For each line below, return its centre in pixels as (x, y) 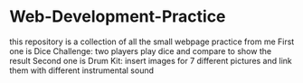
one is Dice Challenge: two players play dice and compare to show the (141, 51)
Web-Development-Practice (118, 17)
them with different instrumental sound (82, 70)
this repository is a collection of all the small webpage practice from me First (152, 41)
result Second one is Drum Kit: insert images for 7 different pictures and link (151, 60)
